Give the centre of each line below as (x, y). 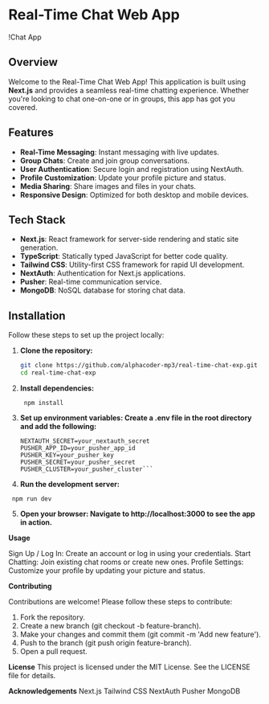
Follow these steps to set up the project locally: (86, 335)
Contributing (30, 586)
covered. (23, 107)
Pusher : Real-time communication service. (91, 282)
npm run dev (32, 499)
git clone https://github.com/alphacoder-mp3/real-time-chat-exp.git (139, 366)
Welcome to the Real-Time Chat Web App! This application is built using (127, 81)
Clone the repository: (56, 350)
